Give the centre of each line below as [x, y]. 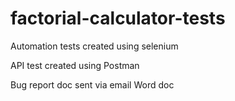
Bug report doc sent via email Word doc [92, 84]
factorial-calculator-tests [118, 18]
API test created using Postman [75, 65]
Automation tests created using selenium [94, 46]
